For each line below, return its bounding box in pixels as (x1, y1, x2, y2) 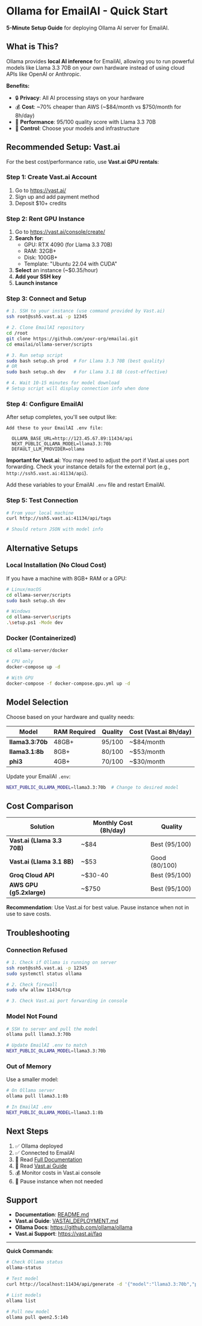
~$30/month (129, 757, 165, 765)
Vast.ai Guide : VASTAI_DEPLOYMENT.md (14, 1218, 118, 1225)
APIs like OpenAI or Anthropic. (6, 70, 81, 78)
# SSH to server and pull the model (6, 1026, 98, 1032)
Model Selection (6, 697, 69, 708)
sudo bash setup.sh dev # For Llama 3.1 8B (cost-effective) (6, 369, 168, 375)
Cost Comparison (6, 801, 74, 811)
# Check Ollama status (6, 1259, 63, 1265)
